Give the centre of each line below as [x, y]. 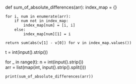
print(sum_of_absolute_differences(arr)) [49, 76]
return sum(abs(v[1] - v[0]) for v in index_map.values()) [69, 43]
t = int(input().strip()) [27, 52]
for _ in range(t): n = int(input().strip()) [44, 62]
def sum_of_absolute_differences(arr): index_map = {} [61, 7]
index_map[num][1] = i [47, 34]
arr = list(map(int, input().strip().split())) [46, 67]
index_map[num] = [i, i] [49, 25]
